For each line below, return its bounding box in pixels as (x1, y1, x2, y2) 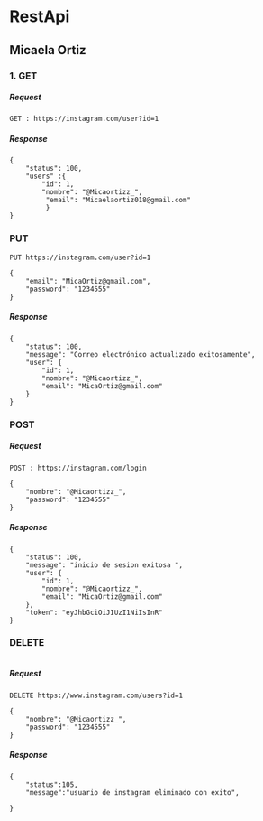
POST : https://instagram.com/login (9, 463, 147, 472)
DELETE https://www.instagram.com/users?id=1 (9, 691, 183, 700)
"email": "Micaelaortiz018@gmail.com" (45, 196, 192, 205)
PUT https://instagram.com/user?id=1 (9, 253, 151, 262)
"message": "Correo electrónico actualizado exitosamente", (25, 350, 256, 359)
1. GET (9, 70, 38, 82)
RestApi (9, 6, 70, 27)
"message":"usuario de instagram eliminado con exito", (25, 788, 240, 797)
